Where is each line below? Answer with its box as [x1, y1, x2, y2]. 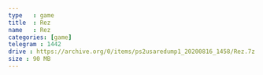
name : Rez [8, 26, 51, 34]
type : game [8, 11, 55, 20]
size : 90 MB [8, 55, 51, 63]
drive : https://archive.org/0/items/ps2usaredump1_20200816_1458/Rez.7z [8, 48, 256, 55]
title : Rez [8, 19, 51, 27]
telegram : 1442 [8, 41, 61, 48]
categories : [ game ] [8, 33, 72, 41]
